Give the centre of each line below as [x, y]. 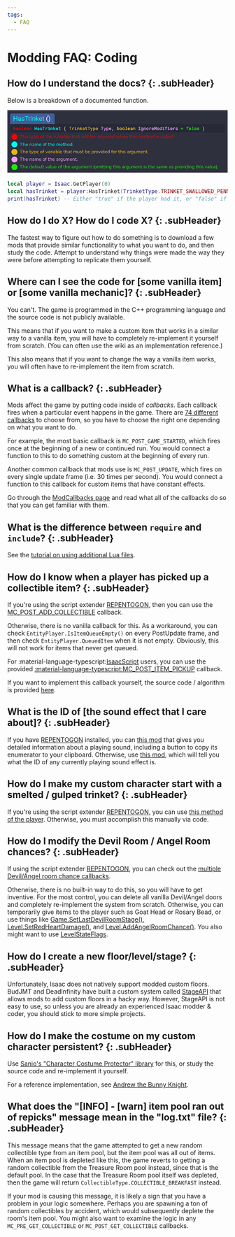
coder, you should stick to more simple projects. [77, 1014]
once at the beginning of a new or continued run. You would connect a [109, 448]
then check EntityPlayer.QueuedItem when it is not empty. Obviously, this [113, 641]
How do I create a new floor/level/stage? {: [102, 956]
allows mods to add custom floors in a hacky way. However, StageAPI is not [116, 999]
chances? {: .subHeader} [63, 852]
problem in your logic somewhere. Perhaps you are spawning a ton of [108, 1203]
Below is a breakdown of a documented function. [78, 100]
